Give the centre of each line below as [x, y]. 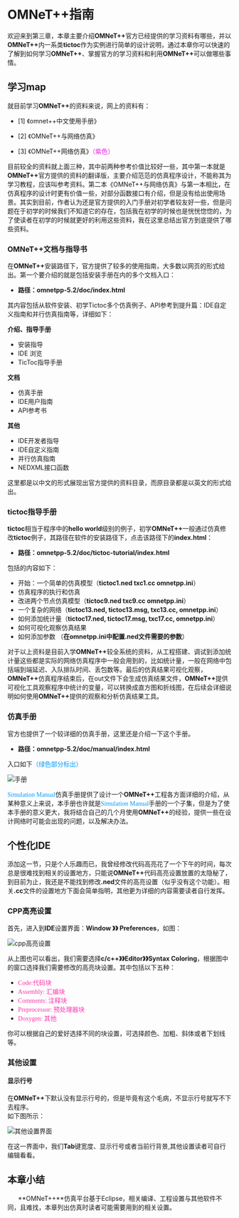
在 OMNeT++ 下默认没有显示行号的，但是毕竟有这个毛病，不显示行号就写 [113, 1098]
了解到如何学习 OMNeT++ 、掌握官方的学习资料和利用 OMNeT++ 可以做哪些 [116, 54]
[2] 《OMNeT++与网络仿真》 [58, 136]
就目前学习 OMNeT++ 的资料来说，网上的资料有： [79, 106]
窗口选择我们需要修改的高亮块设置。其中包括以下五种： [94, 967]
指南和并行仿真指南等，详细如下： [63, 314]
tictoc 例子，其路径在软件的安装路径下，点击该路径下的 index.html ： [113, 538]
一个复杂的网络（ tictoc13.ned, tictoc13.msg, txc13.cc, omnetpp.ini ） [120, 610]
